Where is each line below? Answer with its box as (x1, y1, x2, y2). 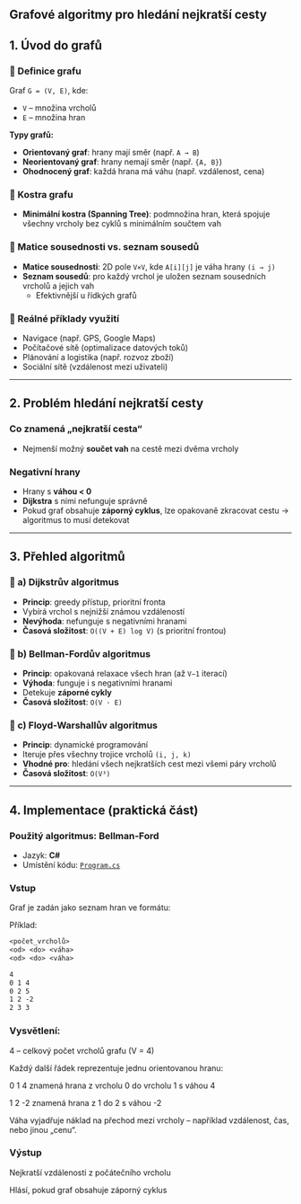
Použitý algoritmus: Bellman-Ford (9, 829, 159, 842)
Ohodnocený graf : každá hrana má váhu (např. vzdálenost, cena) (21, 166, 265, 177)
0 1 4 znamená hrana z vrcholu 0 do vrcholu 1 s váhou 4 (9, 1080, 216, 1091)
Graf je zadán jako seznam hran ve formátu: (9, 902, 171, 913)
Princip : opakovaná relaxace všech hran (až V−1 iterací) (21, 668, 228, 678)
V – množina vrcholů (21, 102, 97, 113)
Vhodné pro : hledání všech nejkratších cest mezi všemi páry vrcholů (21, 758, 277, 769)
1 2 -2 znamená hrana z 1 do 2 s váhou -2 (9, 1097, 162, 1108)
